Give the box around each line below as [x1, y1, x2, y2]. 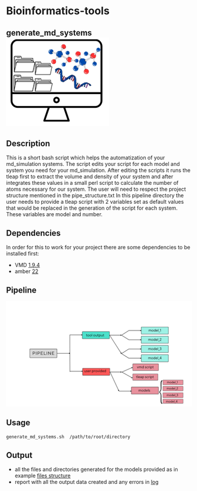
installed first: [6, 250, 40, 257]
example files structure [14, 472, 71, 479]
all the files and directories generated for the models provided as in [14, 466, 178, 473]
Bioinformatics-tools [6, 4, 110, 18]
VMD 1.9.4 [14, 262, 40, 269]
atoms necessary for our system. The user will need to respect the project [6, 185, 186, 193]
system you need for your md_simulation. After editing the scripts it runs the [6, 167, 191, 174]
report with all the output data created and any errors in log [14, 479, 159, 486]
